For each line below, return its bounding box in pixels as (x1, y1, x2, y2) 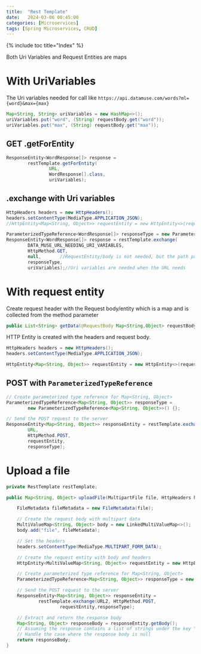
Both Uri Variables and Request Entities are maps (6, 53, 127, 60)
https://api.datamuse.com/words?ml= (98, 95, 190, 102)
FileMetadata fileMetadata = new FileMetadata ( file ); (17, 505, 154, 511)
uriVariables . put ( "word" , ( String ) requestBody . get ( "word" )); (6, 117, 165, 123)
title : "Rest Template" (6, 8, 68, 15)
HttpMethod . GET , (28, 248, 68, 255)
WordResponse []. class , (48, 171, 106, 177)
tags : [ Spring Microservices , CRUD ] (6, 25, 98, 32)
